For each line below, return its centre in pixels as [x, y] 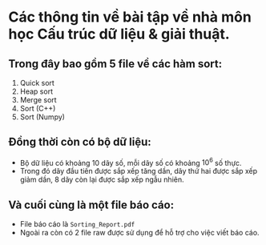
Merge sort [38, 100]
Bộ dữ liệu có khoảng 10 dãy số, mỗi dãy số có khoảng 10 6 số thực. [131, 162]
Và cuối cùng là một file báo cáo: [91, 205]
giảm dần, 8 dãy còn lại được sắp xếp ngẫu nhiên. [102, 179]
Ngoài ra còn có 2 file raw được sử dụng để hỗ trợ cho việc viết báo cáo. [139, 233]
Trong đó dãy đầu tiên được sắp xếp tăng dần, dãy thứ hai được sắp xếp [139, 171]
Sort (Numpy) [42, 117]
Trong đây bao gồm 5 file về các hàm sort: [115, 64]
